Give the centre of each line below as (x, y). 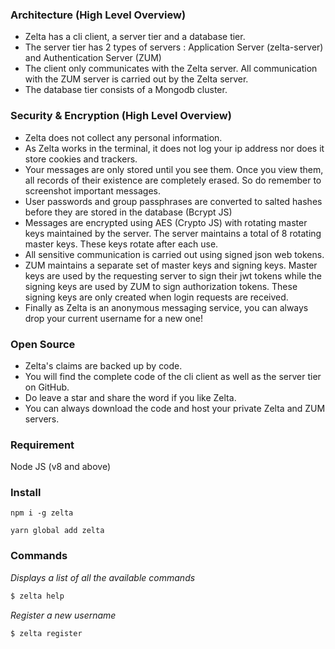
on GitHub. (47, 387)
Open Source (43, 344)
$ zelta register (46, 633)
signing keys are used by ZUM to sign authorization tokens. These (161, 286)
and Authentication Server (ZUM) (93, 58)
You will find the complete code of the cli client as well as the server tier (173, 376)
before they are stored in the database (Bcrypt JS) (128, 212)
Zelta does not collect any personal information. (123, 137)
